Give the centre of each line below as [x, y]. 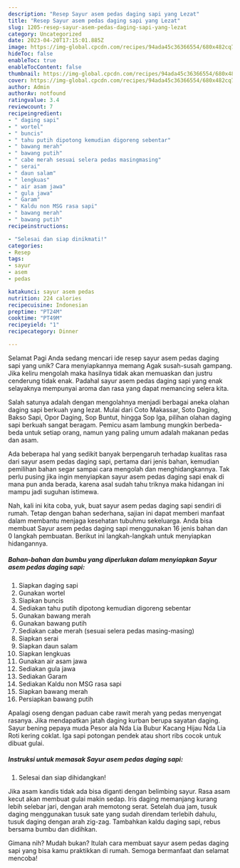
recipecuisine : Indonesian [48, 305]
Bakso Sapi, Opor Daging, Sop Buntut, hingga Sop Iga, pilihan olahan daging [120, 417]
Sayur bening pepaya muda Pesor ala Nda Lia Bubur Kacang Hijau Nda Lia [117, 727]
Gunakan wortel [42, 593]
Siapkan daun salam [48, 645]
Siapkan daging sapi [48, 585]
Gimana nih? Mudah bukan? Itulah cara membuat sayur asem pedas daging [119, 843]
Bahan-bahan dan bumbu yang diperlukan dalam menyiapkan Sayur [113, 560]
